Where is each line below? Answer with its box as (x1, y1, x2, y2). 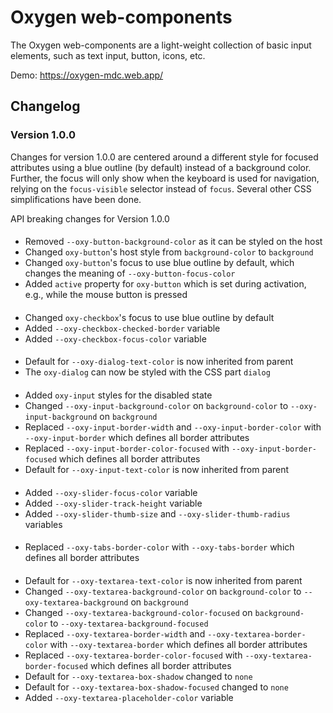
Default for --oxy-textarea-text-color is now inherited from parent (24, 574, 303, 586)
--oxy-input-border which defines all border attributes (24, 432, 250, 443)
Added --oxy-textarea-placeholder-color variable (24, 691, 234, 703)
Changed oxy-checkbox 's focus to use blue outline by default (24, 311, 275, 323)
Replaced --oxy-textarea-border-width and (24, 627, 206, 640)
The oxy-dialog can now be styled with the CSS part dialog (24, 366, 271, 378)
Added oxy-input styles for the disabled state (24, 389, 213, 401)
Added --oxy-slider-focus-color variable (24, 486, 198, 498)
